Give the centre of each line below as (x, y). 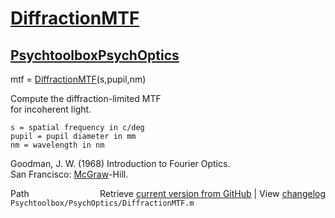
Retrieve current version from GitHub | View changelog (212, 193)
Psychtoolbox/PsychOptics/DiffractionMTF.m (102, 203)
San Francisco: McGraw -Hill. (69, 174)
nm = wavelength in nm (57, 145)
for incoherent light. (51, 109)
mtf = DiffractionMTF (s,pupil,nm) (78, 79)
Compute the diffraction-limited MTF (86, 98)
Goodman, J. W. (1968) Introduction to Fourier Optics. (120, 163)
